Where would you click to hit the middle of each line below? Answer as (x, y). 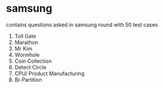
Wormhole (27, 55)
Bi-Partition (28, 79)
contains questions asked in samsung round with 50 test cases (82, 25)
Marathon (26, 42)
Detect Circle (30, 67)
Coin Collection (33, 61)
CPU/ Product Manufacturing (49, 73)
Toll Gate (25, 36)
